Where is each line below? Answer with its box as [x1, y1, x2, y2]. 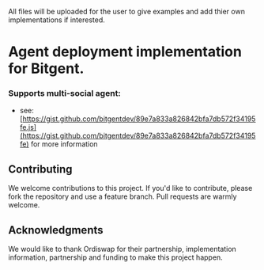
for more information [30, 139, 98, 149]
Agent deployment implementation [8, 43, 243, 61]
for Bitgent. [8, 59, 85, 78]
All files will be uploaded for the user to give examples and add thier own [8, 7, 245, 16]
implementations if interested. [8, 15, 105, 25]
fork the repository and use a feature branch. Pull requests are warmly [8, 192, 237, 201]
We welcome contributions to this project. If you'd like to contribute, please [8, 184, 253, 193]
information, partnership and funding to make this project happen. [8, 253, 223, 262]
